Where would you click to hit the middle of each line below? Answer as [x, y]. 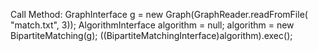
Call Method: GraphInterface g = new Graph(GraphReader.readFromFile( [159, 14]
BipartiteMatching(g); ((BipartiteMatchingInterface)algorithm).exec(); [151, 35]
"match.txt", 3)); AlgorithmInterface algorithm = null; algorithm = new [152, 25]
